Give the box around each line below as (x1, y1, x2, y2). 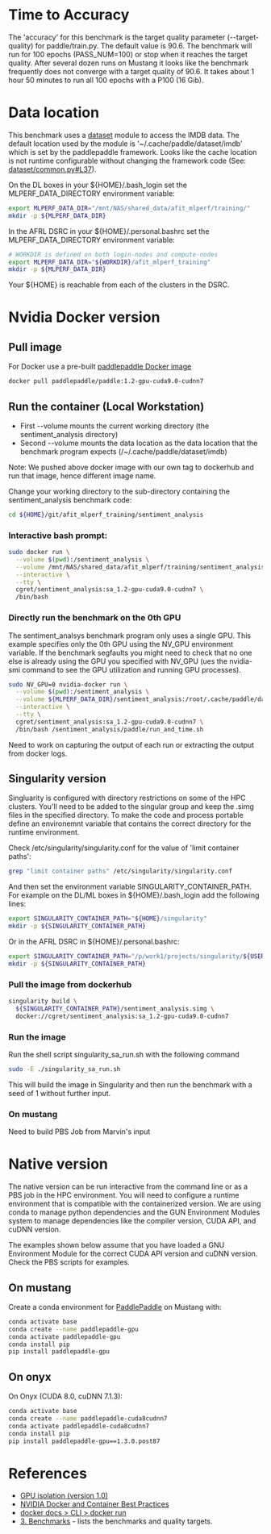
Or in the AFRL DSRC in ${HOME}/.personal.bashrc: (8, 937, 180, 947)
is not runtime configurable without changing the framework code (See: (8, 156, 247, 165)
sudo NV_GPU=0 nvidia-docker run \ (8, 680, 128, 689)
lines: (8, 899, 27, 909)
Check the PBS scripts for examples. (8, 1257, 131, 1267)
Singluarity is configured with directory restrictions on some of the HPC (8, 793, 246, 803)
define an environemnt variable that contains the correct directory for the (8, 819, 252, 828)
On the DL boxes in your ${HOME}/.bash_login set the (8, 180, 188, 190)
